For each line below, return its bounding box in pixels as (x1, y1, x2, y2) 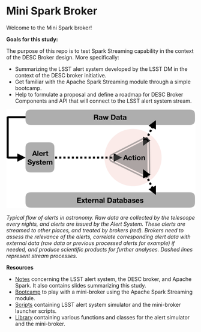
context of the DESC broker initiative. (14, 71, 107, 79)
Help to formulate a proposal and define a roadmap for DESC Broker (14, 91, 184, 98)
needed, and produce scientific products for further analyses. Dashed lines (6, 246, 193, 253)
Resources (6, 264, 34, 271)
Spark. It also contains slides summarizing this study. (14, 282, 146, 289)
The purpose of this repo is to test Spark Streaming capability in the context (6, 47, 194, 55)
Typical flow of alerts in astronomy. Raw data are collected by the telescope (6, 214, 195, 221)
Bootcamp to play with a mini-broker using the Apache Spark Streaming (14, 288, 193, 295)
